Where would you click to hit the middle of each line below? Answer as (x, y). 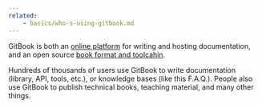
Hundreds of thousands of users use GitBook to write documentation (122, 70)
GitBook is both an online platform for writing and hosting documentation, (129, 46)
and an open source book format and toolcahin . (87, 54)
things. (20, 95)
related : (23, 16)
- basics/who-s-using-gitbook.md (79, 23)
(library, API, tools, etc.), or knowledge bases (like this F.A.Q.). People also (131, 78)
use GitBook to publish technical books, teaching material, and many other (131, 87)
